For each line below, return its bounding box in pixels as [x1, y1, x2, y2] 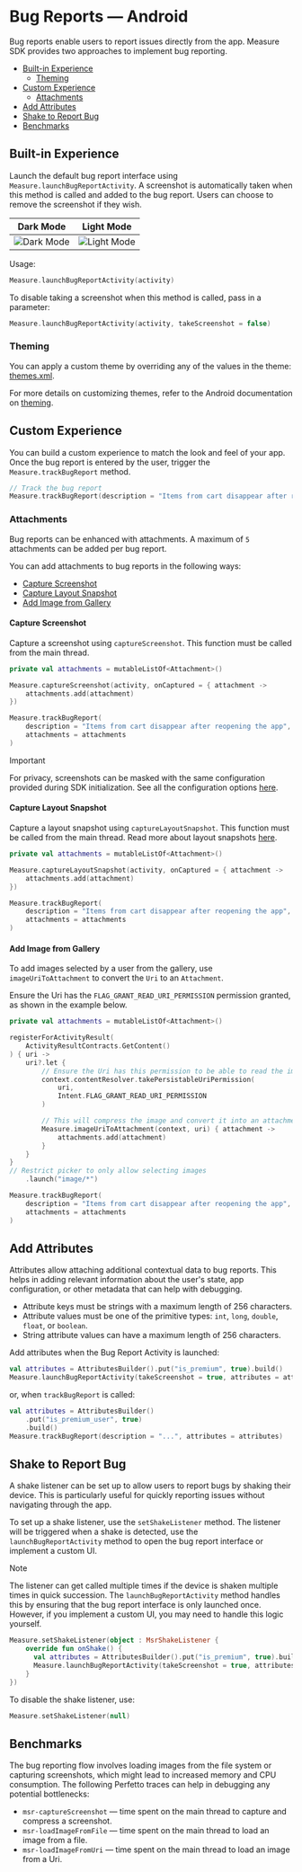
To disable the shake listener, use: [9, 1694, 135, 1705]
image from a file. [22, 1835, 88, 1846]
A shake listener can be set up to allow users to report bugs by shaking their [9, 1480, 292, 1491]
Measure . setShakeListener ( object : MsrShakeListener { [9, 1636, 219, 1646]
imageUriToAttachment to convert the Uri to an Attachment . [9, 972, 225, 983]
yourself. [9, 1619, 42, 1629]
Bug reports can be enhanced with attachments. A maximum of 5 [9, 533, 250, 545]
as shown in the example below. [9, 999, 128, 1010]
